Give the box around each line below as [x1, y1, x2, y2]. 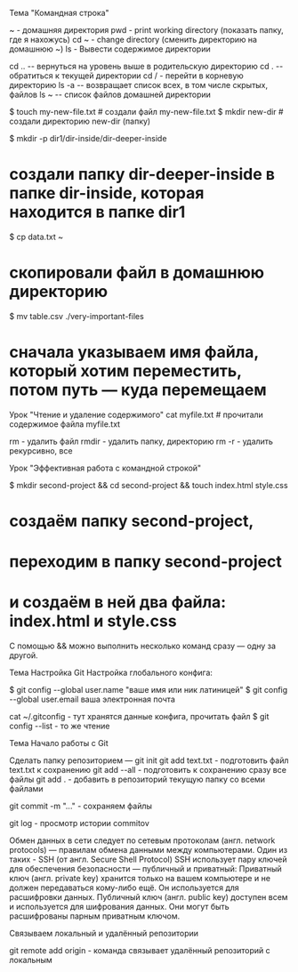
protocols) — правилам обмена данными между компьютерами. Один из [9, 845, 287, 856]
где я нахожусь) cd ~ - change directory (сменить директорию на [9, 35, 258, 44]
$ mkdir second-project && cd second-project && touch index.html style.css [9, 479, 288, 490]
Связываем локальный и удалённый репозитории [9, 928, 198, 939]
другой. [9, 650, 38, 661]
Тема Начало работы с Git [9, 738, 109, 749]
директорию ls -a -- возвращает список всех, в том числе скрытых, [9, 80, 269, 90]
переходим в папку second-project [9, 551, 282, 572]
